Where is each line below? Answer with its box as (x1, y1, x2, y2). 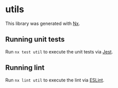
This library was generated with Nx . (5, 20, 80, 26)
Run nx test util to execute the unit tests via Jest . (5, 48, 113, 54)
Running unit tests (5, 35, 65, 44)
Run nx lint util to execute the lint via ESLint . (5, 77, 105, 83)
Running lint (5, 64, 45, 72)
